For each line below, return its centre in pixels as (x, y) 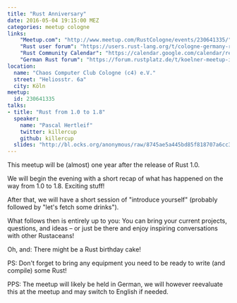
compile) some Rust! (37, 271)
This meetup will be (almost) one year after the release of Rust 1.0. (104, 165)
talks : (17, 106)
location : (22, 66)
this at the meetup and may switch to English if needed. (88, 292)
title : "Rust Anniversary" (47, 14)
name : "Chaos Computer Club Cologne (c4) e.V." (85, 73)
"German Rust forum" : (51, 60)
